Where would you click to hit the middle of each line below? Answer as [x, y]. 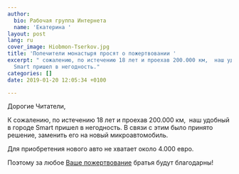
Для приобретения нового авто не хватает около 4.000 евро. [101, 149]
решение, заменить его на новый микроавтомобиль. [88, 135]
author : [19, 14]
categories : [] [30, 73]
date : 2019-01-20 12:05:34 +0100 [57, 80]
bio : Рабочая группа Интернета [60, 21]
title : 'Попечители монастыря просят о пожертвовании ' [92, 54]
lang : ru [20, 40]
